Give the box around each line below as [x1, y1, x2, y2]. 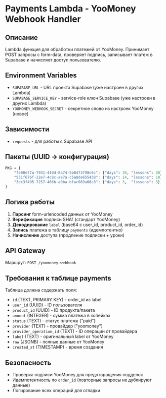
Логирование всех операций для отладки [12, 388, 100, 394]
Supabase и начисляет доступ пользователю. [5, 57, 101, 62]
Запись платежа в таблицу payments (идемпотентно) [12, 227, 123, 233]
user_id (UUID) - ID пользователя [12, 302, 83, 308]
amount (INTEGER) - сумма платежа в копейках [12, 313, 111, 319]
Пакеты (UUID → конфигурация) [5, 153, 110, 161]
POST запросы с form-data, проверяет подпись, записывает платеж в [5, 52, 153, 57]
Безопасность [5, 358, 51, 367]
